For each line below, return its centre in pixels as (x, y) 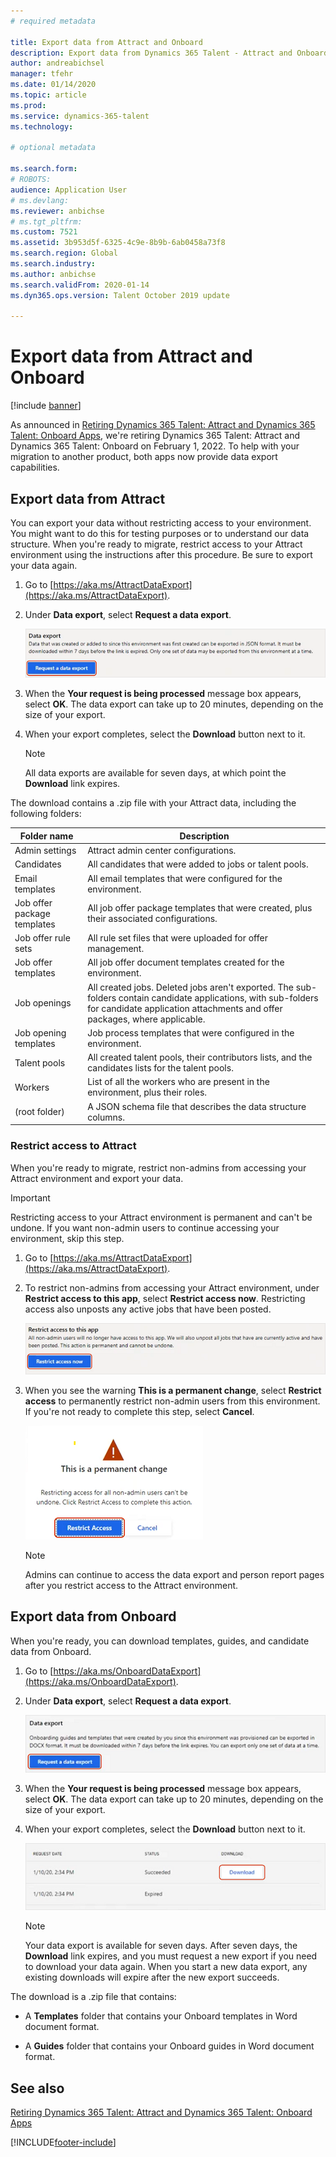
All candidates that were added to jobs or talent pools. (198, 864)
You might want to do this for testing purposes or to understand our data (160, 533)
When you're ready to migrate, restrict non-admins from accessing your (158, 1167)
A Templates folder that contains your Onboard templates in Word (161, 2016)
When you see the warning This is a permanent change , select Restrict (173, 1390)
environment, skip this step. (67, 1238)
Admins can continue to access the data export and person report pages (174, 1574)
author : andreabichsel (57, 63)
